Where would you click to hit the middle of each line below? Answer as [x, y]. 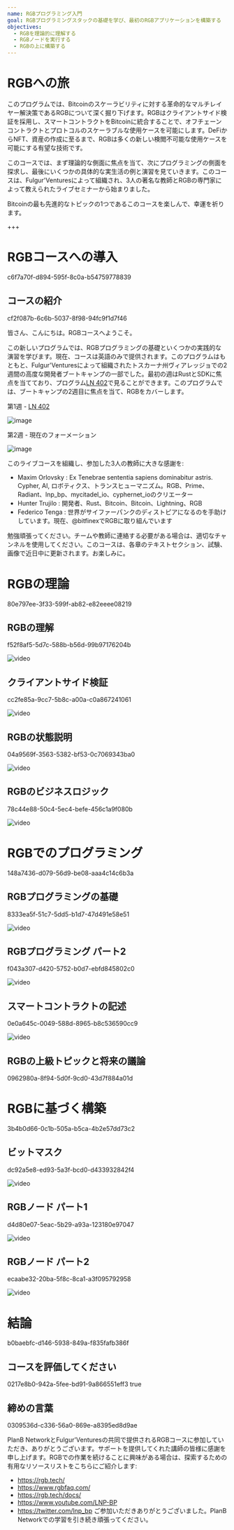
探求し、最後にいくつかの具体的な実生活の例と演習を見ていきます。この [111, 171]
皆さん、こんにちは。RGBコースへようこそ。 [72, 332]
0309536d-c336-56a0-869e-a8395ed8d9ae [72, 1425]
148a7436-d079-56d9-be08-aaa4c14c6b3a [71, 873]
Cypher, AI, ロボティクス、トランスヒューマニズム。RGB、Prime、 [112, 485]
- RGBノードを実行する [42, 40]
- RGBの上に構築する [40, 46]
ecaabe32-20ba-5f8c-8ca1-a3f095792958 [69, 1279]
